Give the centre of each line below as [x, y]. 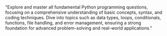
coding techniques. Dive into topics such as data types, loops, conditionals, [83, 18]
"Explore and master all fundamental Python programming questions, [76, 7]
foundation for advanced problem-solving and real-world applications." [79, 28]
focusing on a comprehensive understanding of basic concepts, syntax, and [84, 12]
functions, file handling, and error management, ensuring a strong [73, 23]
